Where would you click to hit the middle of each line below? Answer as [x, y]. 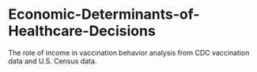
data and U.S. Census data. [53, 61]
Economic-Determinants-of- [104, 14]
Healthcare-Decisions [82, 31]
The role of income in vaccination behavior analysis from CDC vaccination [129, 52]
